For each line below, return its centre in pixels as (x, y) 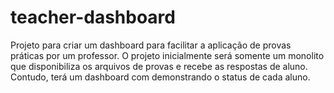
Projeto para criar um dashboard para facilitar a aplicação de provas (151, 45)
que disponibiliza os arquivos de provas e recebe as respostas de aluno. (159, 66)
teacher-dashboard (93, 17)
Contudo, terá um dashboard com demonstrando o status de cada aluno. (160, 77)
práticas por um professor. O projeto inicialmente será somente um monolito (167, 55)
